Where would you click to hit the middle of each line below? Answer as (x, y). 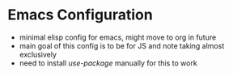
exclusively (38, 54)
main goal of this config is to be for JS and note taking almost (122, 45)
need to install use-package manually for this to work (108, 63)
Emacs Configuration (80, 15)
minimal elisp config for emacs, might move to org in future (118, 37)
